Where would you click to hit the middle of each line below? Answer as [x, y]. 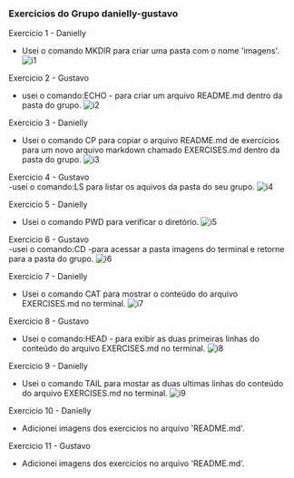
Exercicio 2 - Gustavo [49, 78]
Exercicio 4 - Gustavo [49, 177]
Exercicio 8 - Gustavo [49, 321]
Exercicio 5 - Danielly [48, 205]
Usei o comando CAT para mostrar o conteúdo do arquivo [129, 294]
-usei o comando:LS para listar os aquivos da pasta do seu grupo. [132, 187]
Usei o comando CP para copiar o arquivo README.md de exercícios [151, 141]
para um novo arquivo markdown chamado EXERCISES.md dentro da [151, 150]
